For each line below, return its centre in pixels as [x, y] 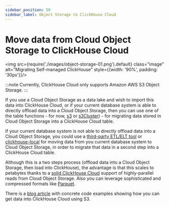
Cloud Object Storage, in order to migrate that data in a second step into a [82, 147]
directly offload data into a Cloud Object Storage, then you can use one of [82, 111]
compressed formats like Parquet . [40, 184]
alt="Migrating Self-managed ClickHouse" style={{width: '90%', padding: [81, 70]
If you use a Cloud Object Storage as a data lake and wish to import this [80, 100]
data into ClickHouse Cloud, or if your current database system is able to [81, 105]
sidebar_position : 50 [28, 10]
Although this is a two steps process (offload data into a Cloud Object [77, 163]
